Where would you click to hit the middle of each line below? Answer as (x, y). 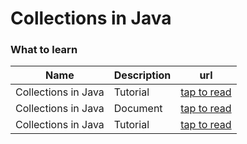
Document (138, 109)
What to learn (44, 50)
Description (142, 75)
